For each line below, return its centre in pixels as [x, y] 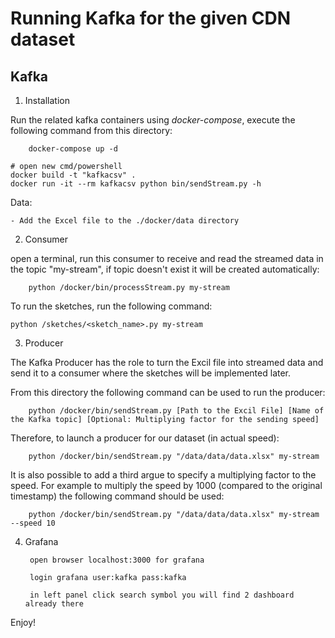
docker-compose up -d [73, 149]
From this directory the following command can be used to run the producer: [168, 392]
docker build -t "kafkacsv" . [73, 175]
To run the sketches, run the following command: [111, 306]
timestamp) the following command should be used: [117, 496]
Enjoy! [23, 622]
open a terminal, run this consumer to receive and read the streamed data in [167, 258]
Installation [47, 100]
